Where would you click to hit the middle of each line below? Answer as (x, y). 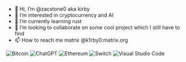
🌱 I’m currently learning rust (48, 21)
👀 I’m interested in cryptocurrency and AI (64, 15)
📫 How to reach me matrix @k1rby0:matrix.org (71, 40)
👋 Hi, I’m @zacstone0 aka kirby (52, 9)
